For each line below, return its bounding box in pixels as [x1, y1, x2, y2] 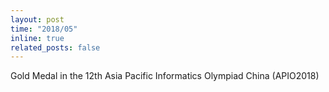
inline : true [10, 33, 65, 43]
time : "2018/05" [10, 24, 78, 34]
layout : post [10, 14, 65, 25]
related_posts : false [10, 42, 101, 53]
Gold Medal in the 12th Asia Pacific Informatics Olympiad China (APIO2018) [10, 70, 320, 82]
